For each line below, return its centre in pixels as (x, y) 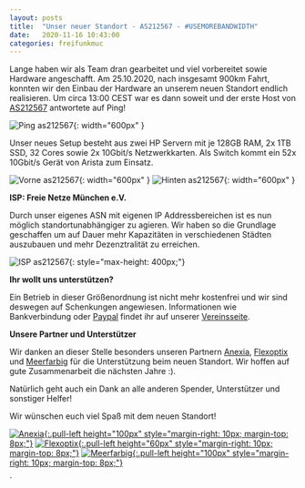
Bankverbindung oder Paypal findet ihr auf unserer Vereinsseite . (130, 317)
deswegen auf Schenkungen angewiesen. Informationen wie (123, 307)
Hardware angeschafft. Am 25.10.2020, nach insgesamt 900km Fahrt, (140, 79)
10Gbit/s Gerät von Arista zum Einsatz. (81, 163)
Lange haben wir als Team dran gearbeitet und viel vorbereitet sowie (138, 69)
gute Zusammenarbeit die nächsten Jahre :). (92, 371)
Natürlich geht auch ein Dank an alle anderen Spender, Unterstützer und (145, 389)
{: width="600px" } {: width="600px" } (187, 180)
